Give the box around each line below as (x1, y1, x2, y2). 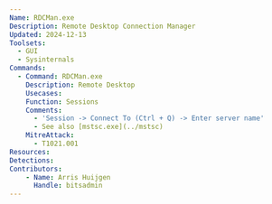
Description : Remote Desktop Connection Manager (9, 22, 196, 31)
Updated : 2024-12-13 (9, 30, 88, 39)
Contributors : (9, 164, 63, 173)
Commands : (9, 64, 47, 73)
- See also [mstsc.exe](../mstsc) (33, 123, 164, 132)
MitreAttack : (25, 131, 75, 140)
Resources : (9, 147, 51, 156)
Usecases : (25, 88, 63, 97)
